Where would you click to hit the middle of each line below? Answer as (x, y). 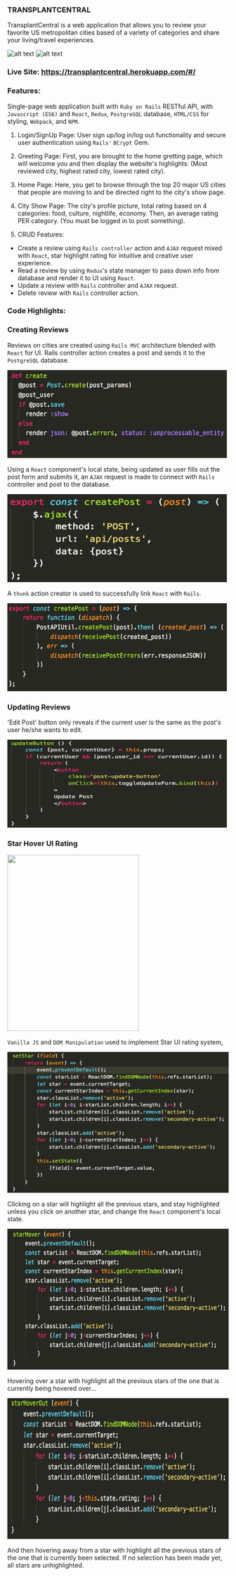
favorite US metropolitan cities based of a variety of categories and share (113, 32)
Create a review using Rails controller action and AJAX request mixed (120, 248)
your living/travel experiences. (51, 40)
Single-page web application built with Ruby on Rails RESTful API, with (110, 106)
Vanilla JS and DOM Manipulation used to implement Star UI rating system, (115, 1042)
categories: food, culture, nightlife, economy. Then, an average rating (118, 213)
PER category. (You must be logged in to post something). (101, 220)
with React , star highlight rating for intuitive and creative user (105, 256)
